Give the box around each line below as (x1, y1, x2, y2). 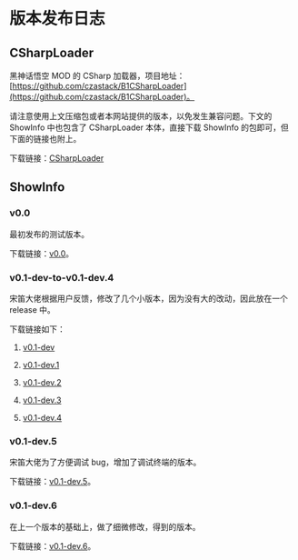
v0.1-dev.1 (22, 359, 60, 370)
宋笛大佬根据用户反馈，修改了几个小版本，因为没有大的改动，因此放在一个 (9, 293, 288, 304)
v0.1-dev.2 (22, 376, 62, 387)
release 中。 (9, 304, 56, 315)
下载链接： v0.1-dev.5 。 (9, 476, 96, 487)
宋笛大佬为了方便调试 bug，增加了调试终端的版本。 (9, 456, 202, 468)
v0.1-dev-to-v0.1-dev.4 (9, 271, 114, 284)
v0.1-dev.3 (22, 395, 62, 405)
